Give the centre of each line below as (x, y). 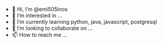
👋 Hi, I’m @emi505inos (40, 9)
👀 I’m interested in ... (37, 15)
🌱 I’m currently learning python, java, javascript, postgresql (84, 22)
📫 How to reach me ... (39, 35)
